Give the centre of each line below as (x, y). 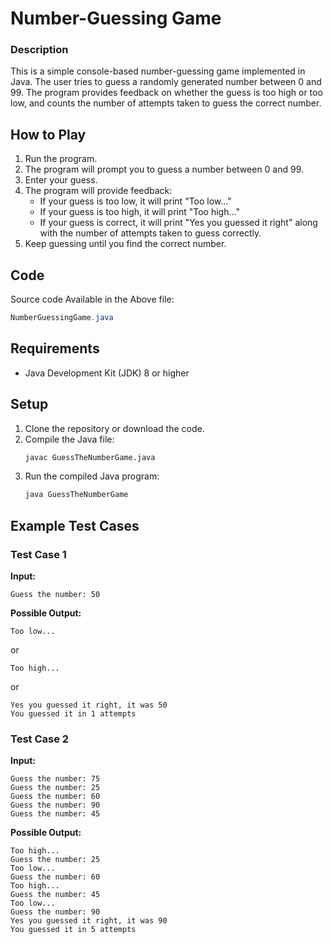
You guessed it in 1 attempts (73, 714)
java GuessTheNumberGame (76, 495)
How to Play (48, 134)
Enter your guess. (61, 180)
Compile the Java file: (69, 439)
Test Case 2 (40, 739)
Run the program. (61, 159)
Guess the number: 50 (55, 595)
